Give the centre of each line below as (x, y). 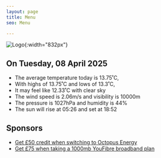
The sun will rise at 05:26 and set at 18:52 (66, 109)
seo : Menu (18, 23)
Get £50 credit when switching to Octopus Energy (76, 142)
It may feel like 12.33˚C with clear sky (60, 90)
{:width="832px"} (46, 45)
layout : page (22, 12)
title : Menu (21, 17)
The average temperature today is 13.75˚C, (67, 78)
